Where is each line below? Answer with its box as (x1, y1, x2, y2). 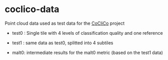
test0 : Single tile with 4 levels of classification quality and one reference (12, 30, 163, 36)
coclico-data (5, 4, 60, 15)
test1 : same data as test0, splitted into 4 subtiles (12, 39, 114, 46)
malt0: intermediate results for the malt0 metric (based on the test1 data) (12, 49, 163, 55)
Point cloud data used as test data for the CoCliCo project (5, 20, 125, 26)
